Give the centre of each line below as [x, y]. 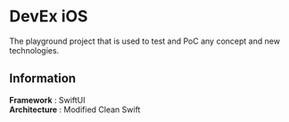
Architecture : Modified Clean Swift [75, 110]
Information [43, 79]
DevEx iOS [49, 16]
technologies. [34, 50]
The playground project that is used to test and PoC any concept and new [145, 41]
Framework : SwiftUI [48, 100]
